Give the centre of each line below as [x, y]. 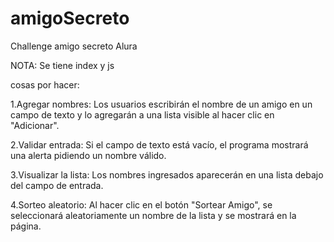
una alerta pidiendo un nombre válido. [88, 155]
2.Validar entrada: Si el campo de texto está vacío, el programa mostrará [159, 144]
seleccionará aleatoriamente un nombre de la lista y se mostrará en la [153, 215]
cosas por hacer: [45, 84]
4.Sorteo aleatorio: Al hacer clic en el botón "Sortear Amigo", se [141, 204]
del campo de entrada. [57, 185]
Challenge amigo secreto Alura [74, 46]
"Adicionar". [35, 125]
